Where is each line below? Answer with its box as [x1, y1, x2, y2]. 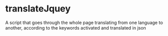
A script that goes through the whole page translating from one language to [5, 19, 163, 25]
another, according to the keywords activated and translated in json [5, 24, 146, 30]
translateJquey [5, 3, 71, 14]
